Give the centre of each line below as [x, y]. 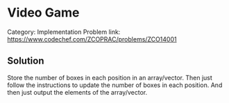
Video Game [43, 13]
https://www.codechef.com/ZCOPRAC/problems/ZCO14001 [92, 39]
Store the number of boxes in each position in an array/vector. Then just [110, 77]
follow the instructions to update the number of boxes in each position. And [115, 85]
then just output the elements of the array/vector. [77, 92]
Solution [26, 61]
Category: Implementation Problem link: [64, 32]
